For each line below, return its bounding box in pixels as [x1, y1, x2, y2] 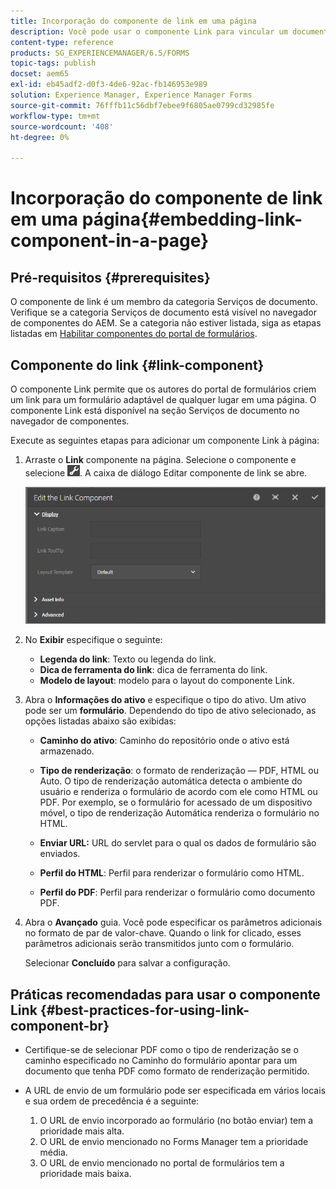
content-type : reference [10, 37, 114, 47]
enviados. [39, 848, 81, 860]
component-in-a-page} [10, 230, 210, 252]
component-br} [10, 1017, 110, 1034]
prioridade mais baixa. [39, 1168, 132, 1179]
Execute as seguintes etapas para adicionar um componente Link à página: [10, 434, 320, 446]
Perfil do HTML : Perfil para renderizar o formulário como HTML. [39, 867, 305, 879]
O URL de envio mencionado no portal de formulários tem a [39, 1157, 285, 1169]
